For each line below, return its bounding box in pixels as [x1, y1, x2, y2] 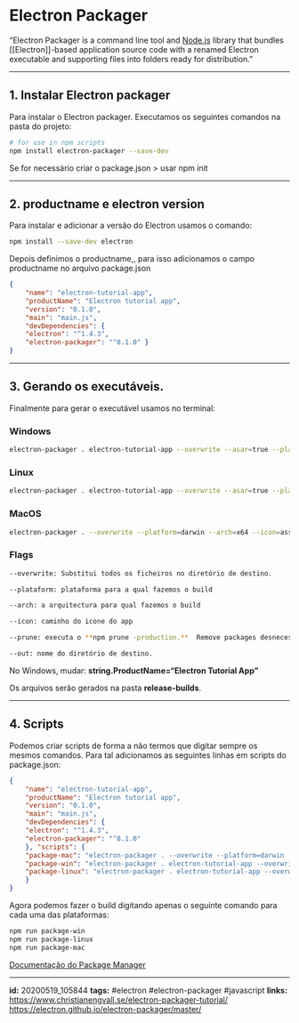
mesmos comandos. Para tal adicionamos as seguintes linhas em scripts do [9, 749, 287, 761]
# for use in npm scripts [9, 138, 105, 147]
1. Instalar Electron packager [9, 88, 171, 103]
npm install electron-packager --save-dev [9, 146, 169, 156]
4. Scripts [9, 717, 64, 732]
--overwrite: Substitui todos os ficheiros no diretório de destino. [9, 568, 273, 578]
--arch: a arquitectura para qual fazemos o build [9, 601, 201, 610]
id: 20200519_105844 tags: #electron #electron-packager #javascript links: [9, 985, 287, 995]
